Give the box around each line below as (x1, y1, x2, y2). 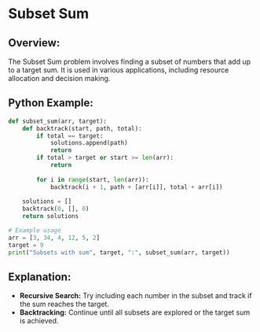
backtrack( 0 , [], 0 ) (22, 205, 90, 213)
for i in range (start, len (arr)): (36, 175, 149, 183)
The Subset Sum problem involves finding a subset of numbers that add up (8, 57, 251, 66)
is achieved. (19, 316, 59, 326)
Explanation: (8, 270, 71, 283)
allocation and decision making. (8, 74, 111, 83)
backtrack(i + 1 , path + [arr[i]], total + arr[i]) (49, 183, 223, 191)
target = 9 (8, 241, 44, 249)
